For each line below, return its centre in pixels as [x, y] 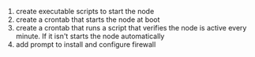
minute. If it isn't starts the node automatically [90, 36]
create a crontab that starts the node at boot [88, 20]
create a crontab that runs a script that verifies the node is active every [131, 28]
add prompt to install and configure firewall [86, 45]
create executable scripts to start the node [85, 11]
